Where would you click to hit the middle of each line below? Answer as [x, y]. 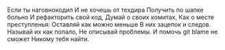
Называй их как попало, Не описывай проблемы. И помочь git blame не [113, 32]
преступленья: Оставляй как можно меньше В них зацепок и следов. [109, 24]
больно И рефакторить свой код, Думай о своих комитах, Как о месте [111, 17]
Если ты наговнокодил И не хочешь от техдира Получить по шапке [105, 10]
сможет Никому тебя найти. [48, 39]
